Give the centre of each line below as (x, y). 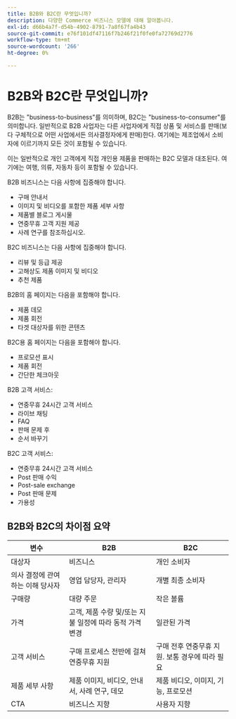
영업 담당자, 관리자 (98, 580)
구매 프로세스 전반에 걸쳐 (107, 651)
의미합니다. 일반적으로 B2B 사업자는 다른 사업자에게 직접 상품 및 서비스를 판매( (114, 126)
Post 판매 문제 (37, 493)
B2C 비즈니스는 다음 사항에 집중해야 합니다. (67, 247)
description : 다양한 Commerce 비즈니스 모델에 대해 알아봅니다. (91, 20)
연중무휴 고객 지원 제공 (48, 223)
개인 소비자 (173, 561)
